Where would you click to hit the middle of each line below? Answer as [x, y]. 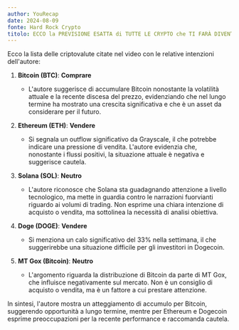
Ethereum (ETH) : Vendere [57, 126]
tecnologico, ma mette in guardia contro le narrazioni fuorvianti [121, 197]
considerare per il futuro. [65, 112]
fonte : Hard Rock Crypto [44, 27]
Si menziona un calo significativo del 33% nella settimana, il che [122, 240]
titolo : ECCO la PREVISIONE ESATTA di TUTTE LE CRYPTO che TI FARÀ [110, 34]
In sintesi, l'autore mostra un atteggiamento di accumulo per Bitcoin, [107, 304]
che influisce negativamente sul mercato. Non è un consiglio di [121, 282]
